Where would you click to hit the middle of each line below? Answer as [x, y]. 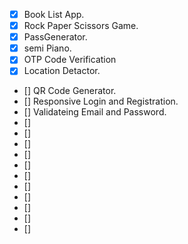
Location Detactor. [62, 71]
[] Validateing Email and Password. [95, 112]
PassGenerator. [55, 37]
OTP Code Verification [70, 60]
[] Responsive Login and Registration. [101, 101]
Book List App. [54, 14]
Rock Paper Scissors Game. [81, 26]
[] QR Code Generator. [70, 91]
